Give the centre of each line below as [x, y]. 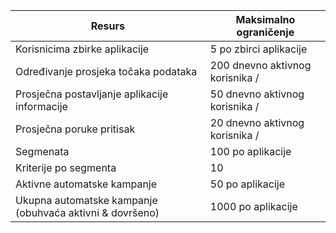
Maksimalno [265, 19]
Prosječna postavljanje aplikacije [92, 94]
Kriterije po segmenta [66, 167]
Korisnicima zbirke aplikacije [82, 49]
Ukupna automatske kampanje [86, 200]
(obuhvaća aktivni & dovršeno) [87, 212]
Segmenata [42, 151]
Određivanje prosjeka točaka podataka [106, 71]
